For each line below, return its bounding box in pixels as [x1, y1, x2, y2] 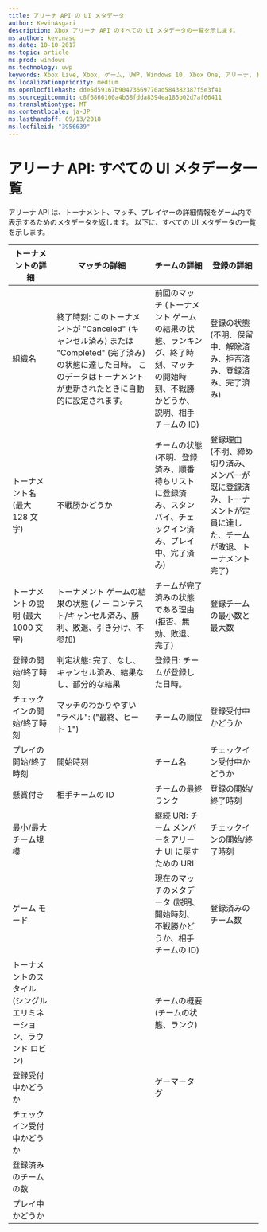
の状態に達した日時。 [56, 359, 137, 370]
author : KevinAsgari [8, 19, 77, 27]
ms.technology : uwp [8, 64, 73, 72]
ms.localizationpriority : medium [8, 78, 119, 86]
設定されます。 [72, 395, 128, 406]
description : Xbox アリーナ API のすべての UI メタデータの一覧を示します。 [8, 26, 240, 34]
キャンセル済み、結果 [56, 667, 137, 678]
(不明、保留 [210, 329, 253, 340]
